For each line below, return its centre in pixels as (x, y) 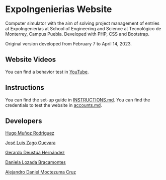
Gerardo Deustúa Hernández (35, 153)
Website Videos (31, 60)
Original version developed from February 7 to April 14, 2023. (69, 43)
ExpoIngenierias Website (59, 9)
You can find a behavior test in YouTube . (47, 72)
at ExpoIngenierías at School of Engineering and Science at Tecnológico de (83, 28)
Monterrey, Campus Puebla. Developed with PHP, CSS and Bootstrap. (77, 34)
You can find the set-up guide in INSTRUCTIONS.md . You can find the (78, 100)
